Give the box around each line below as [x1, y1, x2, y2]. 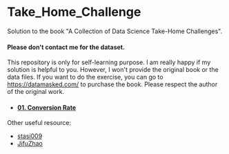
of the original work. [7, 88, 64, 96]
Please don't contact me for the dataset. [7, 43, 126, 51]
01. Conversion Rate [17, 103, 77, 111]
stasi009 [17, 132, 43, 140]
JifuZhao [17, 139, 43, 148]
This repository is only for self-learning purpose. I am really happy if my [7, 58, 211, 66]
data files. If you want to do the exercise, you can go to [7, 73, 163, 81]
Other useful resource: [7, 119, 72, 127]
